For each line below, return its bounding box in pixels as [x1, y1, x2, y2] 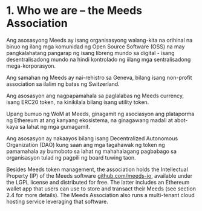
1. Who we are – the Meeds [6, 4, 142, 18]
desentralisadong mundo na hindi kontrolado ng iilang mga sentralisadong [6, 56, 191, 63]
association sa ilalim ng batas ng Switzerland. [6, 80, 120, 88]
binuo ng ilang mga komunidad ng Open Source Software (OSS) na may [6, 43, 185, 50]
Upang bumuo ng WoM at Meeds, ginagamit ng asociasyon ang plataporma [6, 110, 195, 117]
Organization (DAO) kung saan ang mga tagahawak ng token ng [6, 141, 165, 148]
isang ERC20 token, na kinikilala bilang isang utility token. [6, 98, 149, 106]
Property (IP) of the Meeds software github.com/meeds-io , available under [6, 172, 192, 179]
